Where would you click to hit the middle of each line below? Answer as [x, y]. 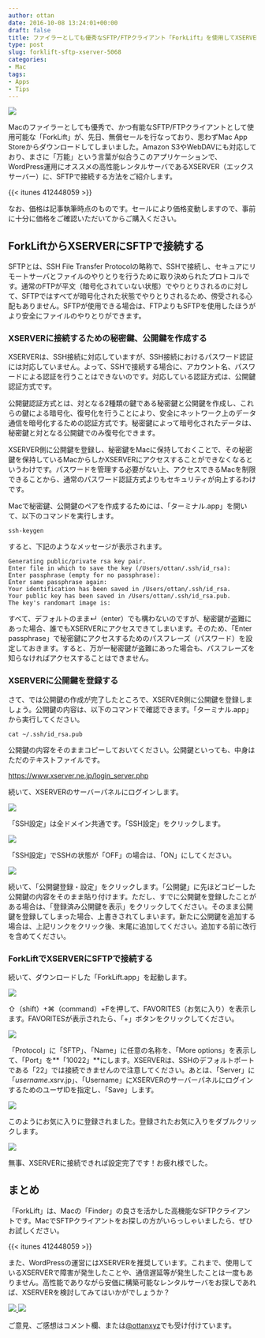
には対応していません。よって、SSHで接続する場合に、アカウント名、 [121, 367]
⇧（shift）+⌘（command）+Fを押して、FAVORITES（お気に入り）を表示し [132, 1009]
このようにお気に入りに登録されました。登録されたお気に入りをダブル [122, 1121]
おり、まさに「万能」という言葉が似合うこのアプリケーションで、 [115, 157]
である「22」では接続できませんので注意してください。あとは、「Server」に [132, 1070]
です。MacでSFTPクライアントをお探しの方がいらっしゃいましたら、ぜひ [134, 1220]
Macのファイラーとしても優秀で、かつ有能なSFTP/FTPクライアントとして [128, 127]
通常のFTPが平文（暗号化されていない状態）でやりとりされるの [124, 286]
